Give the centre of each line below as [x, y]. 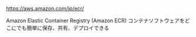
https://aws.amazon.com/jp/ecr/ [45, 9]
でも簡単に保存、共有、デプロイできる [63, 28]
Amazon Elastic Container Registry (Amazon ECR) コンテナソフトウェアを [96, 21]
